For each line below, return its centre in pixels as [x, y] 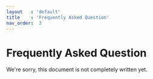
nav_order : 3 [24, 23]
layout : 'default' [34, 12]
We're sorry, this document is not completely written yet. [77, 69]
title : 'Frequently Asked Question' [58, 17]
